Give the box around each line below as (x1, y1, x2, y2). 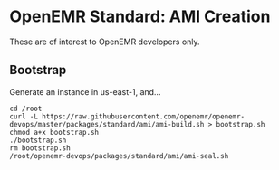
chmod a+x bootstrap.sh (9, 127, 100, 137)
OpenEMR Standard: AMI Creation (9, 6, 271, 27)
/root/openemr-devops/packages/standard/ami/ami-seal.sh (9, 151, 229, 160)
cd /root (9, 104, 43, 113)
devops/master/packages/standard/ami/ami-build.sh (9, 119, 205, 128)
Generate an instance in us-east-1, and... (9, 86, 161, 97)
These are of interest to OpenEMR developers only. (9, 36, 201, 47)
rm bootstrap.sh (9, 143, 71, 153)
